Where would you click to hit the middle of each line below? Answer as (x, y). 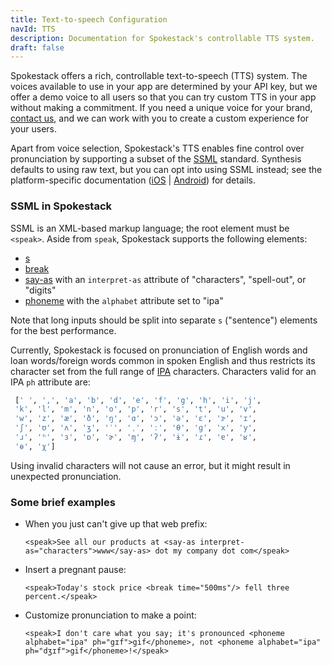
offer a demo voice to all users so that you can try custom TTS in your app (163, 97)
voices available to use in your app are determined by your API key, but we (164, 87)
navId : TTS (33, 29)
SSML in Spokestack (61, 206)
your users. (33, 129)
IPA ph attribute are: (50, 382)
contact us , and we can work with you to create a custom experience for (160, 118)
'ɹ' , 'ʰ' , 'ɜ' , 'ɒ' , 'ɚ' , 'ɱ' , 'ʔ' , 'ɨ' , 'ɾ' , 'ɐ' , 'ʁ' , (135, 437)
